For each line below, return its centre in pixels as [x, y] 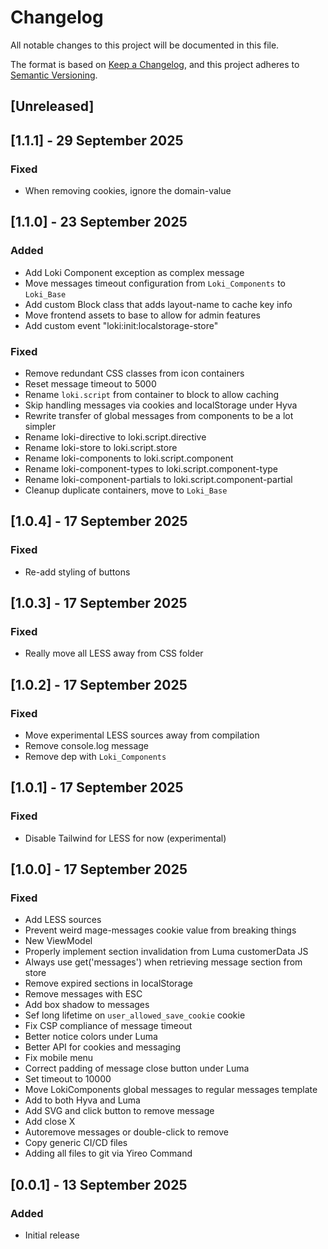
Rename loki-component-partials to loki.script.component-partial [158, 479]
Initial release [52, 1235]
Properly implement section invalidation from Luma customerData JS [166, 952]
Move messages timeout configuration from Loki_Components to [155, 283]
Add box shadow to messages [87, 1005]
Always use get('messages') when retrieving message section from [163, 962]
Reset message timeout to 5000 [90, 384]
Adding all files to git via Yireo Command [108, 1153]
